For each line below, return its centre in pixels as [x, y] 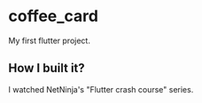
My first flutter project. [49, 40]
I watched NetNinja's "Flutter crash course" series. [101, 89]
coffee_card [54, 16]
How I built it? [47, 68]
